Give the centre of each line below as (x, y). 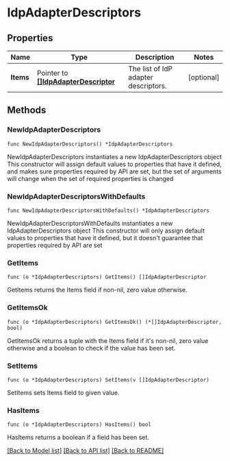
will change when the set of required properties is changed (90, 178)
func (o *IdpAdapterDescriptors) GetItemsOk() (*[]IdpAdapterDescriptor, (115, 322)
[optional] (204, 77)
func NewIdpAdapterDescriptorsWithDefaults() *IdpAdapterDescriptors (108, 211)
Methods (27, 110)
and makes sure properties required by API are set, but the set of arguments (114, 171)
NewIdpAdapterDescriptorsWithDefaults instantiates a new (90, 223)
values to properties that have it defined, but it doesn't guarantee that (105, 237)
